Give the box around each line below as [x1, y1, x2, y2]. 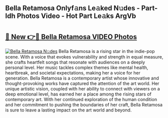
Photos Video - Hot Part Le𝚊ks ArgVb [17, 12, 136, 20]
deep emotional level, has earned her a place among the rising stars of [5, 91, 152, 97]
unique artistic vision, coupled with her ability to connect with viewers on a [5, 86, 160, 91]
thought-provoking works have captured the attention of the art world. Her [5, 80, 159, 86]
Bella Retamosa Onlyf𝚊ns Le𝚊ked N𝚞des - [5, 4, 140, 12]
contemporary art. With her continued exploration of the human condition [5, 96, 157, 102]
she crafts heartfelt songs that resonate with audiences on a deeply [5, 59, 145, 65]
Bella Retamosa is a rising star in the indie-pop [58, 48, 155, 54]
